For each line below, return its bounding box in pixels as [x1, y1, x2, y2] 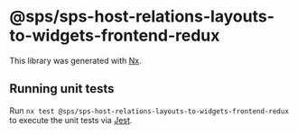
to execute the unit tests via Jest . [9, 114, 133, 125]
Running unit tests [9, 81, 115, 96]
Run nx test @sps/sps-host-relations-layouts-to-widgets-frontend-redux [9, 105, 289, 116]
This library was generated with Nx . [9, 55, 142, 66]
